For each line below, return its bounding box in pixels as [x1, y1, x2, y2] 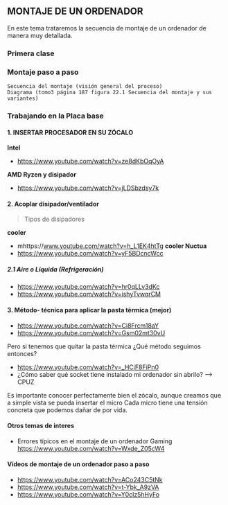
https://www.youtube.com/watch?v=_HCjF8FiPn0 [17, 363, 159, 371]
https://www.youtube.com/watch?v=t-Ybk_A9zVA [17, 483, 159, 491]
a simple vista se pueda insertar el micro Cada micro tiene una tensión [7, 398, 208, 407]
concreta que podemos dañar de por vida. [7, 405, 128, 414]
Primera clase [7, 48, 55, 58]
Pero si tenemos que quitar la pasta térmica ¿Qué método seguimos [7, 342, 201, 351]
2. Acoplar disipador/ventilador [7, 200, 99, 208]
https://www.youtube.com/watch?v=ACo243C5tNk [17, 475, 163, 484]
